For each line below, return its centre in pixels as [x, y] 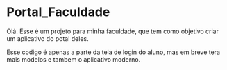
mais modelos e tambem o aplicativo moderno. [74, 59]
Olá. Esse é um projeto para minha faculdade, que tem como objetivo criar [113, 31]
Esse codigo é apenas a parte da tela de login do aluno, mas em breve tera [113, 52]
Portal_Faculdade [58, 12]
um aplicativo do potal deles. [48, 38]
